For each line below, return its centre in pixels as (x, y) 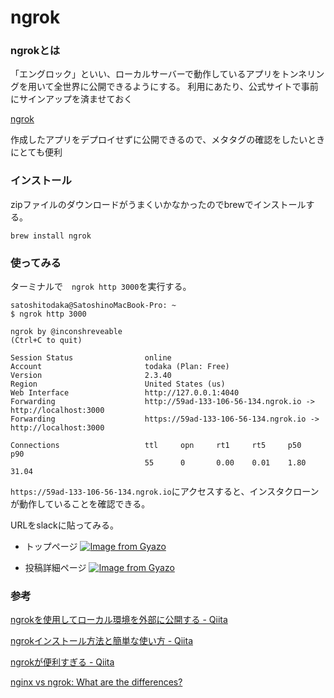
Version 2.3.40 (91, 376)
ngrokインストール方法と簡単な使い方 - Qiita (102, 641)
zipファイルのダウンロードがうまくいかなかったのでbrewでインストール (158, 204)
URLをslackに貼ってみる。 (64, 525)
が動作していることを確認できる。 (80, 504)
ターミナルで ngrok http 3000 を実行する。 (101, 287)
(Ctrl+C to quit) (46, 341)
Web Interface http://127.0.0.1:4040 (125, 393)
